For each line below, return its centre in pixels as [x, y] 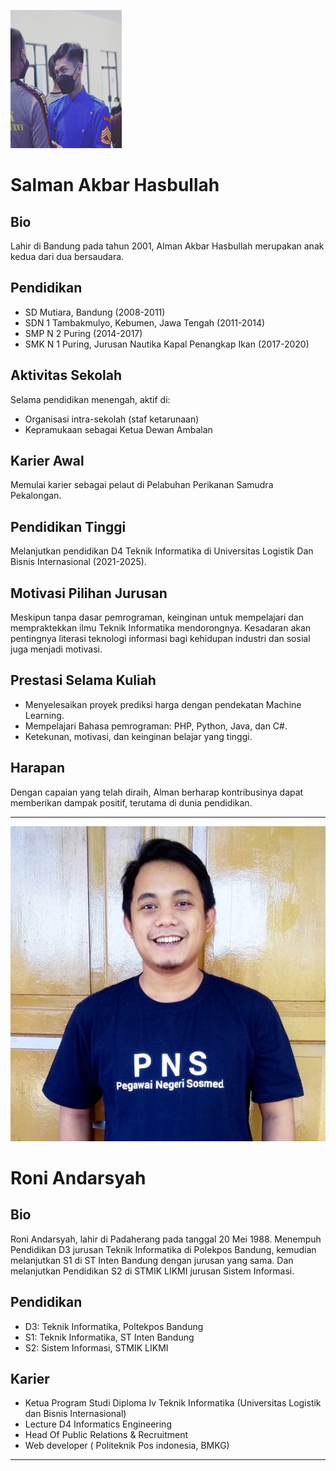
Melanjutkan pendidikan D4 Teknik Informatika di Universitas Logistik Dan [162, 551]
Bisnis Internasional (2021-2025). [78, 562]
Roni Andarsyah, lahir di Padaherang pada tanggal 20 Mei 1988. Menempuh [166, 1239]
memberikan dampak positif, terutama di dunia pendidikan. [131, 802]
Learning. [44, 715]
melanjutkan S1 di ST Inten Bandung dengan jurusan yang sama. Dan [152, 1260]
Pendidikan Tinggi [68, 526]
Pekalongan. [36, 496]
